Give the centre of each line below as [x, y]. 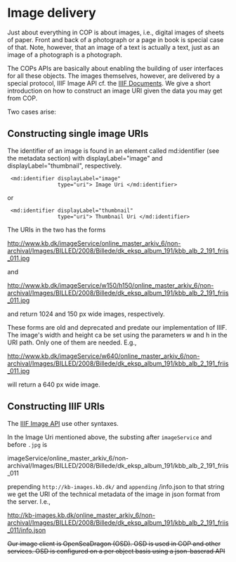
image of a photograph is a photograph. [65, 55]
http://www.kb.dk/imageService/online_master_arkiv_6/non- [94, 243]
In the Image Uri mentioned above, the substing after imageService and [110, 437]
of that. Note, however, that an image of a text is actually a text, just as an [113, 47]
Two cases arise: [32, 112]
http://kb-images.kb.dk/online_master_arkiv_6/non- [81, 515]
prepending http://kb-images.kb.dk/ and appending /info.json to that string [116, 486]
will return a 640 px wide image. [54, 384]
